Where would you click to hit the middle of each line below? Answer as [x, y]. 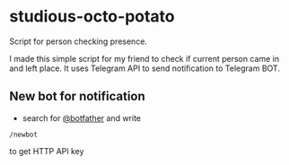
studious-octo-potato [92, 17]
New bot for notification [77, 96]
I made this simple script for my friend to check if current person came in [144, 58]
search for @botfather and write [82, 117]
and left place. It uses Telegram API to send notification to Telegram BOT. [145, 68]
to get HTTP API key [47, 151]
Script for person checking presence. [79, 41]
